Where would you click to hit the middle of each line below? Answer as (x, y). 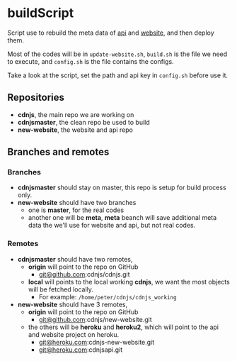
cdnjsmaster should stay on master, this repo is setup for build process (122, 188)
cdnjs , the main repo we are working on (76, 114)
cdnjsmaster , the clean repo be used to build (83, 122)
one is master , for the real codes (76, 210)
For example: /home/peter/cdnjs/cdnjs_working (108, 296)
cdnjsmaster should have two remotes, (75, 259)
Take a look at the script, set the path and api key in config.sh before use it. (118, 75)
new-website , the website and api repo (75, 130)
